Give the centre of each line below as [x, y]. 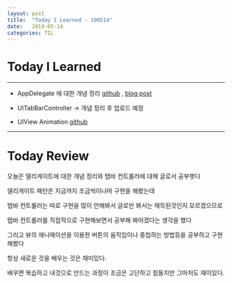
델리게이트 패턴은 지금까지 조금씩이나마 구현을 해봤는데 [81, 191]
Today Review [48, 156]
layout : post [26, 13]
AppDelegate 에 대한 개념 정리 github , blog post [84, 93]
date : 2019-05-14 [35, 26]
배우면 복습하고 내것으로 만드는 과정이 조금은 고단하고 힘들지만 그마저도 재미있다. [116, 273]
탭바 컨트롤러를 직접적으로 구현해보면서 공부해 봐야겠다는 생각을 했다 [99, 220]
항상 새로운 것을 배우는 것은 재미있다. [57, 258]
